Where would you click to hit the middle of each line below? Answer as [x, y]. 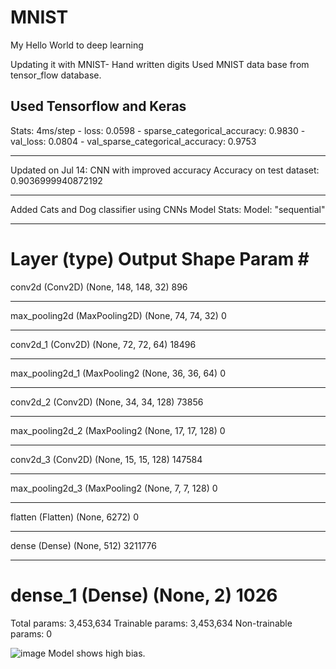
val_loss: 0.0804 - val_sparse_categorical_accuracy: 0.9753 [133, 141]
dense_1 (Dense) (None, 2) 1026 [144, 595]
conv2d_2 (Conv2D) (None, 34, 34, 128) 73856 [107, 402]
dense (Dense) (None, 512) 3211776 [83, 545]
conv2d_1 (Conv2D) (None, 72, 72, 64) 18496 [103, 344]
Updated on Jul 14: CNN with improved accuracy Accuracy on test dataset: [165, 170]
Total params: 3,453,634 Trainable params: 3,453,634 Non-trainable [151, 623]
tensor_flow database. [56, 75]
